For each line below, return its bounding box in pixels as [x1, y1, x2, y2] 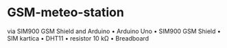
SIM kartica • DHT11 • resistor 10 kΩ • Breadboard [7, 34, 150, 42]
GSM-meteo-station [7, 5, 125, 20]
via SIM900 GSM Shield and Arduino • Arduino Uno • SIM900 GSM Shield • [7, 27, 222, 35]
